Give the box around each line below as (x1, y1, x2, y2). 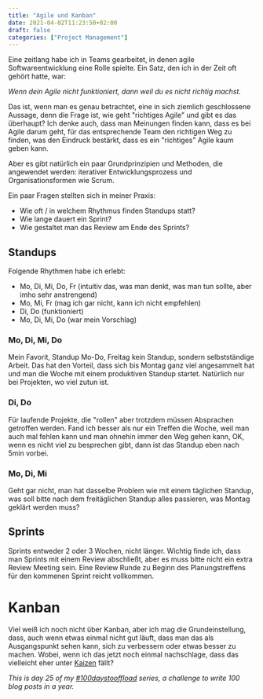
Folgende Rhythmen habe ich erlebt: (8, 266, 126, 276)
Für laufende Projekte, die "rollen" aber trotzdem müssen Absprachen (8, 415, 234, 424)
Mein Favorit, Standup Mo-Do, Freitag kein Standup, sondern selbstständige (8, 353, 254, 362)
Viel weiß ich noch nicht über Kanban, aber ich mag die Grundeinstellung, (8, 624, 247, 634)
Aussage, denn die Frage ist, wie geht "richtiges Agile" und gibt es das (8, 111, 237, 120)
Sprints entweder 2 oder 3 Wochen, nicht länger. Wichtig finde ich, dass (8, 546, 241, 555)
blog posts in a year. (8, 681, 75, 691)
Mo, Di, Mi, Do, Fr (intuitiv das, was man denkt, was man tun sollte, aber (19, 282, 252, 291)
